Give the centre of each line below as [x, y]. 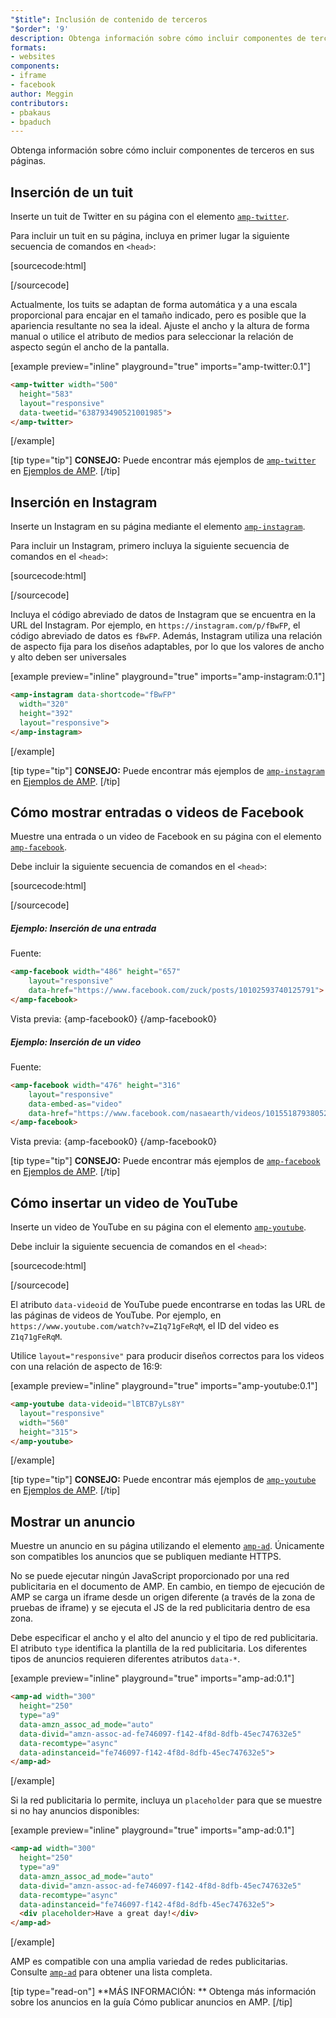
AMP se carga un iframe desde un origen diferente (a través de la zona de [163, 1597]
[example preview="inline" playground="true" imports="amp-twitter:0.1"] [160, 367]
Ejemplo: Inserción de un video [76, 1042]
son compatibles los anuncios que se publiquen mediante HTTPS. [146, 1557]
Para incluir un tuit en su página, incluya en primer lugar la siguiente [150, 236]
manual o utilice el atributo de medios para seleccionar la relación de [152, 337]
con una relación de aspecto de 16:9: [86, 1367]
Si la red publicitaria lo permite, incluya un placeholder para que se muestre [166, 1800]
